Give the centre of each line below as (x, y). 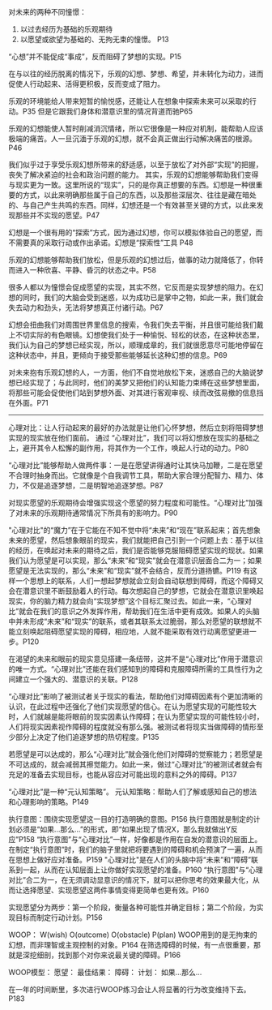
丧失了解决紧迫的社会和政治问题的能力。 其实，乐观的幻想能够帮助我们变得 (134, 174)
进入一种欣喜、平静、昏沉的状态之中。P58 (85, 270)
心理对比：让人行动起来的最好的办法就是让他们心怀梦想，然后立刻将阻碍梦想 (136, 428)
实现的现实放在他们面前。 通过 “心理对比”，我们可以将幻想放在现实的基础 (131, 438)
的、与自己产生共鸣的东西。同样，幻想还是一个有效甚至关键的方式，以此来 (132, 205)
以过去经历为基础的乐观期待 (66, 29)
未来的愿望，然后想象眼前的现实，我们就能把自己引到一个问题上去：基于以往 (136, 540)
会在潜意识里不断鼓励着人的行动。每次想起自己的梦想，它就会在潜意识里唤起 (136, 591)
